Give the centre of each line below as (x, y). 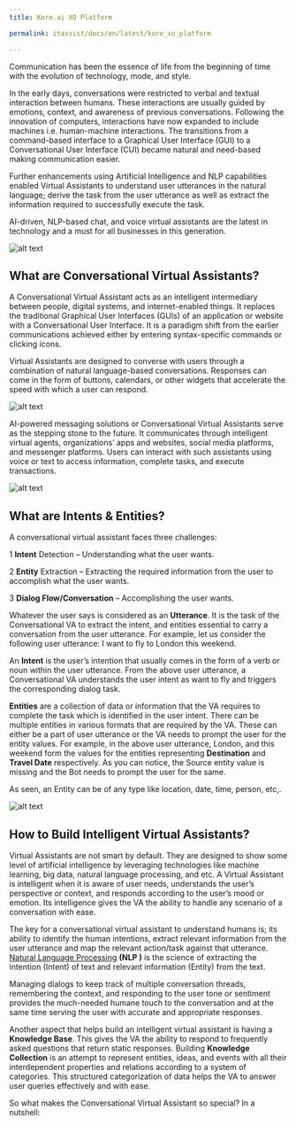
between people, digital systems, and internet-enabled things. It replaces (142, 306)
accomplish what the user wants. (69, 581)
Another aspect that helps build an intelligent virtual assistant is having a (141, 1029)
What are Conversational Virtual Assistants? (134, 275)
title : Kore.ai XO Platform (61, 17)
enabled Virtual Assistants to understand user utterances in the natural (138, 185)
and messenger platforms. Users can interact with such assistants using (140, 452)
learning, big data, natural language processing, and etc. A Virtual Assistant (147, 874)
